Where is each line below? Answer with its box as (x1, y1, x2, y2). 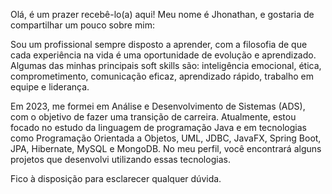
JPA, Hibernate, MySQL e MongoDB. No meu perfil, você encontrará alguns (10, 143, 322, 154)
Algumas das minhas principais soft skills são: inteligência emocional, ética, (10, 60, 322, 71)
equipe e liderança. (10, 81, 90, 93)
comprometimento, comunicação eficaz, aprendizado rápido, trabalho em (10, 70, 315, 82)
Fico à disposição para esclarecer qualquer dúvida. (10, 173, 222, 184)
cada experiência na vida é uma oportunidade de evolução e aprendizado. (10, 49, 317, 61)
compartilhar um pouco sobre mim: (10, 19, 155, 31)
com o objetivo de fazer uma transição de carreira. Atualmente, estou (10, 111, 297, 123)
